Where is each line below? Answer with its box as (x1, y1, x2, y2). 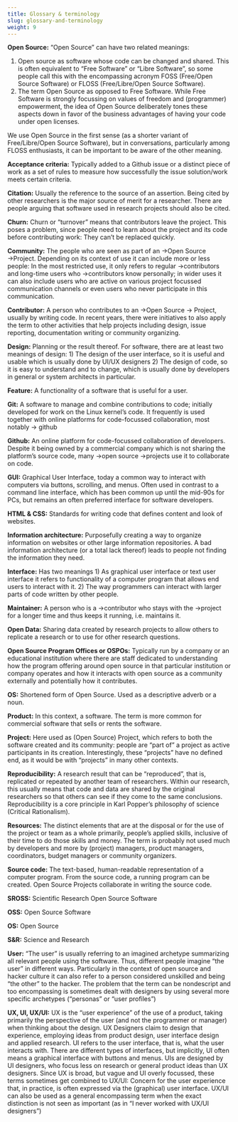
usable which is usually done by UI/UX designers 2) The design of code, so (7, 357, 228, 366)
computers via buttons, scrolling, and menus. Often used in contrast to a (7, 481, 219, 489)
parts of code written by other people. (7, 590, 119, 598)
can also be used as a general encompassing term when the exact (7, 1091, 202, 1100)
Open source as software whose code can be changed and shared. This (17, 57, 229, 65)
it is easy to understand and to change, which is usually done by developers (7, 365, 229, 374)
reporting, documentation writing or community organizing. (7, 329, 181, 337)
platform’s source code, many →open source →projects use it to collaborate (7, 452, 229, 460)
